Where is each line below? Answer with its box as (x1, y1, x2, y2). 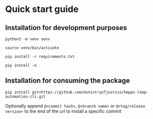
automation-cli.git (5, 94, 46, 99)
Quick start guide (5, 3, 79, 15)
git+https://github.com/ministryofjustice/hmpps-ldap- (31, 89, 149, 94)
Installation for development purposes (5, 23, 127, 32)
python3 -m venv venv (5, 36, 50, 41)
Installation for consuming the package (5, 76, 130, 85)
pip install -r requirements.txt (5, 54, 75, 59)
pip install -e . (5, 63, 41, 68)
